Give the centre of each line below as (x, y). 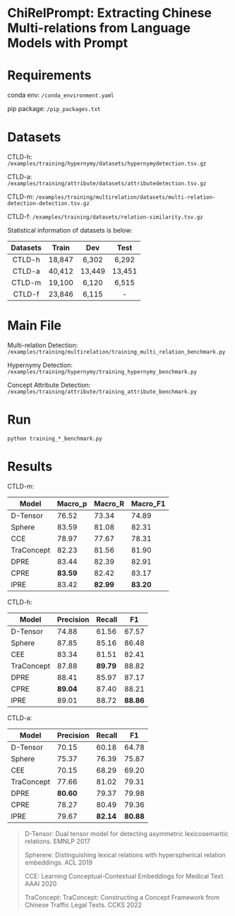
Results (30, 466)
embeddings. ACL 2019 (59, 862)
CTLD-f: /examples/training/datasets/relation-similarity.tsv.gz (105, 216)
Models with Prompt (68, 43)
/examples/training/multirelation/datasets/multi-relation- (126, 197)
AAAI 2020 (41, 883)
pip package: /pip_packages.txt (54, 109)
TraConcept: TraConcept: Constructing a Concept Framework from (122, 897)
